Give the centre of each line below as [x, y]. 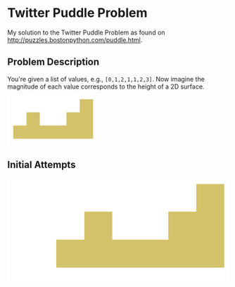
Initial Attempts [42, 165]
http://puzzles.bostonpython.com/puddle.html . [75, 39]
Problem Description [53, 62]
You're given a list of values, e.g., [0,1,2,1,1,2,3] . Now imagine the [106, 79]
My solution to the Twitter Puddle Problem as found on [86, 32]
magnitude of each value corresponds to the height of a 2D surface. [106, 87]
